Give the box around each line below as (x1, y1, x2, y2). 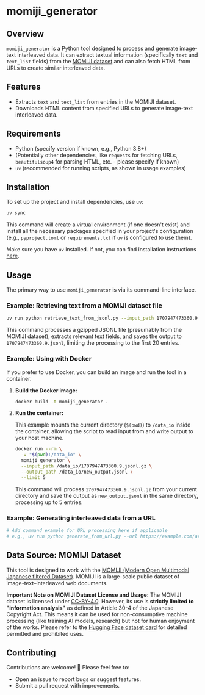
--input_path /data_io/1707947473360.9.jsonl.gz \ (21, 463, 153, 469)
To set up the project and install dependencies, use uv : (6, 198, 143, 206)
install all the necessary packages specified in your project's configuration (6, 228, 193, 235)
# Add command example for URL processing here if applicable (6, 528, 168, 534)
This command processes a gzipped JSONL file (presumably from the (6, 326, 182, 334)
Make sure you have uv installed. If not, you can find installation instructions (6, 246, 196, 253)
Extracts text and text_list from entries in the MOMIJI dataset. (15, 98, 176, 105)
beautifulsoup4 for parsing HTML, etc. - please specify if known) (15, 157, 179, 165)
